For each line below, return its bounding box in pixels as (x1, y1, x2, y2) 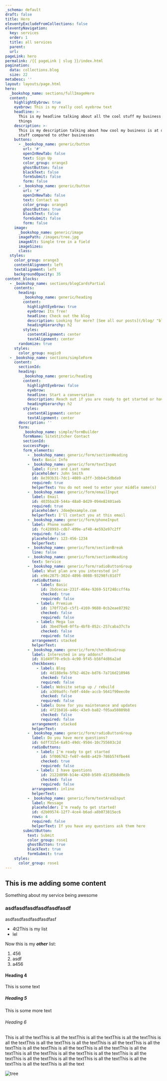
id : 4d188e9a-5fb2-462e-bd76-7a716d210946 (40, 670, 130, 675)
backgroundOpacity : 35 (14, 271, 61, 277)
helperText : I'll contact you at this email (31, 513, 126, 518)
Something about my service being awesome (5, 892, 98, 898)
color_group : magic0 (18, 350, 61, 356)
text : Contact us (23, 198, 59, 203)
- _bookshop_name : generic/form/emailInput (27, 489, 119, 494)
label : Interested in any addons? (31, 652, 103, 657)
